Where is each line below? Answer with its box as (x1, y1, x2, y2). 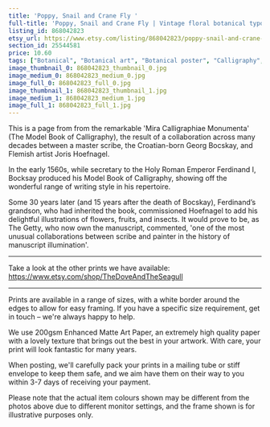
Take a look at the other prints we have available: (8, 263, 170, 273)
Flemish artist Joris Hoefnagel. (8, 150, 110, 159)
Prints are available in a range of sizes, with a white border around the (8, 295, 240, 305)
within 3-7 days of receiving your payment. (8, 377, 151, 387)
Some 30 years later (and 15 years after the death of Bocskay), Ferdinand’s (8, 198, 256, 207)
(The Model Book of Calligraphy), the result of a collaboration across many (8, 132, 256, 142)
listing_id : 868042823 (8, 27, 84, 35)
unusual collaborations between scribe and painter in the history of (8, 232, 231, 241)
